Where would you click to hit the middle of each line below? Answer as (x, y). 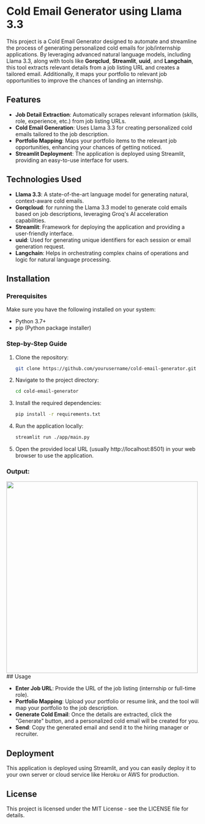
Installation (28, 278)
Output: (18, 471)
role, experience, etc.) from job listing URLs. (71, 121)
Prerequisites (27, 296)
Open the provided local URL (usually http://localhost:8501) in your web (105, 449)
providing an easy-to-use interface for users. (72, 160)
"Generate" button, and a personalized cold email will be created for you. (107, 721)
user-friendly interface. (44, 233)
